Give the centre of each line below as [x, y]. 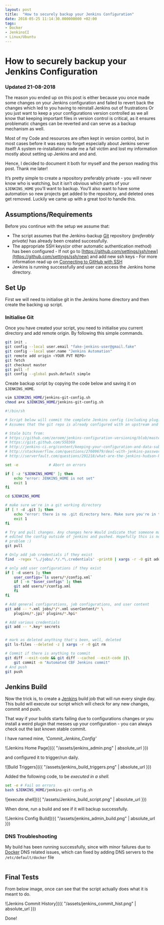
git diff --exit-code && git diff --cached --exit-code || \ [68, 658]
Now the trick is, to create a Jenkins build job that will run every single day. [80, 699]
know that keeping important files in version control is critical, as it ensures [80, 119]
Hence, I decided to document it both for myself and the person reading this [82, 163]
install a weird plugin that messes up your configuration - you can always [79, 724]
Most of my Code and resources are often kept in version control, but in [77, 138]
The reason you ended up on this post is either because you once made [77, 98]
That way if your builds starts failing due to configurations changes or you [79, 719]
